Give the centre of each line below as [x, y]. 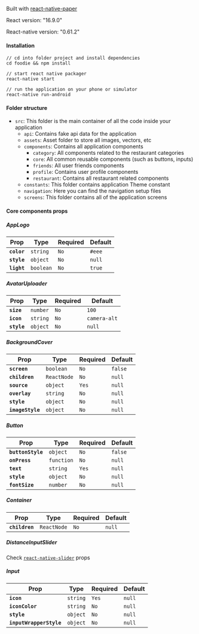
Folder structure [27, 108]
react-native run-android [38, 95]
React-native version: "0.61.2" [43, 32]
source [19, 385]
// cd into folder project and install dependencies [73, 58]
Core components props [37, 211]
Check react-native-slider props [48, 558]
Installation [20, 45]
